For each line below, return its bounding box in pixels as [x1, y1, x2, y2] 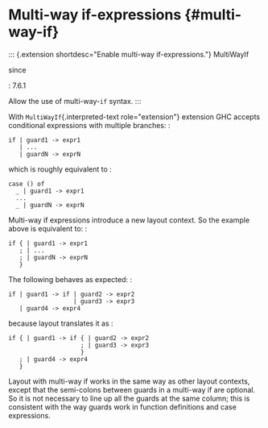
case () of [8, 180, 45, 188]
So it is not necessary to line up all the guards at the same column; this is [8, 393, 250, 403]
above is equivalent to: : [8, 223, 88, 233]
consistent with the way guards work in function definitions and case [8, 401, 237, 412]
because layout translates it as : [8, 318, 114, 328]
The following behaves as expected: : [8, 274, 133, 284]
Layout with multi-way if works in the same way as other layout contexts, [8, 376, 250, 386]
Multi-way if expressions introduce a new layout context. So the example [8, 215, 250, 225]
